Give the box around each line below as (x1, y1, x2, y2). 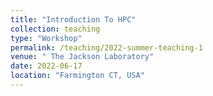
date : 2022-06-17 (10, 61, 83, 71)
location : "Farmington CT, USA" (10, 71, 145, 81)
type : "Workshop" (10, 33, 83, 43)
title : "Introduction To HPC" (10, 14, 137, 25)
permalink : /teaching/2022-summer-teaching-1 (10, 42, 203, 53)
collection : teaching (10, 24, 101, 34)
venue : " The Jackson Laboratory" (10, 52, 155, 62)
